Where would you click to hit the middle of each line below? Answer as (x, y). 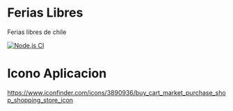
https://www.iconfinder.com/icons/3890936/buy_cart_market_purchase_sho (116, 92)
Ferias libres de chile (37, 32)
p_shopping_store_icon (40, 100)
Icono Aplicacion (57, 74)
